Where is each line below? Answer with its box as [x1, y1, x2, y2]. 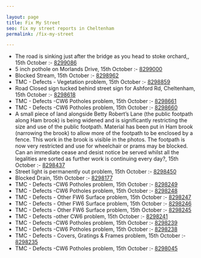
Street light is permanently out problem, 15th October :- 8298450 [14, 168, 176, 175]
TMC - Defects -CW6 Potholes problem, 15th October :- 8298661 [14, 98, 177, 105]
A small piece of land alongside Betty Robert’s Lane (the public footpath [14, 110, 193, 118]
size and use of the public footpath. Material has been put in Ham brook [14, 123, 193, 130]
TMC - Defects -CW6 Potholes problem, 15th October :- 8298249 [14, 181, 178, 188]
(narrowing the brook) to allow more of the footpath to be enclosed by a [14, 130, 193, 137]
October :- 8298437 [14, 162, 65, 169]
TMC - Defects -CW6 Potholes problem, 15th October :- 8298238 [14, 225, 178, 233]
